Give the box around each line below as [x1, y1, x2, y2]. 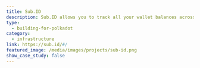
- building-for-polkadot [11, 25, 73, 31]
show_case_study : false [6, 53, 65, 59]
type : [6, 20, 20, 25]
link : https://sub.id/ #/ [6, 42, 68, 48]
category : [6, 31, 31, 37]
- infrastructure [11, 36, 55, 42]
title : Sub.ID [6, 8, 42, 15]
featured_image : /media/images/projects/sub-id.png [6, 47, 137, 53]
